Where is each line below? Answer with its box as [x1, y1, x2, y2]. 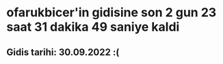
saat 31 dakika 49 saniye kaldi [6, 19, 180, 35]
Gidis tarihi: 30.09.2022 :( [6, 46, 120, 58]
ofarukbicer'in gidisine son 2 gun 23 [6, 5, 217, 20]
